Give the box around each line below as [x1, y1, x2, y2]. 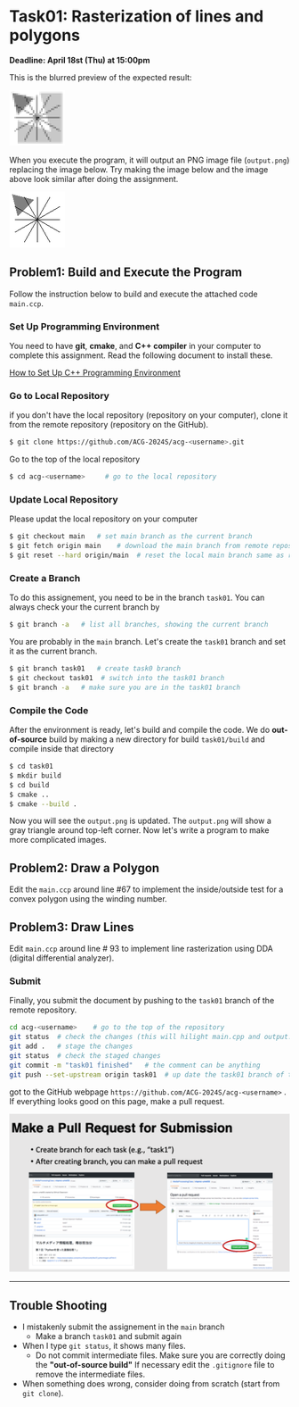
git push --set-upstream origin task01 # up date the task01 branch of [9, 1070, 285, 1079]
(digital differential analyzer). [9, 953, 115, 963]
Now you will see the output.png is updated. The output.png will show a [9, 815, 271, 827]
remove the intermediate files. [35, 1369, 145, 1380]
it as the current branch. [9, 645, 98, 657]
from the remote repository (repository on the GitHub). [9, 420, 209, 430]
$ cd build [9, 780, 50, 789]
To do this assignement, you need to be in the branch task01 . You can [9, 592, 265, 604]
